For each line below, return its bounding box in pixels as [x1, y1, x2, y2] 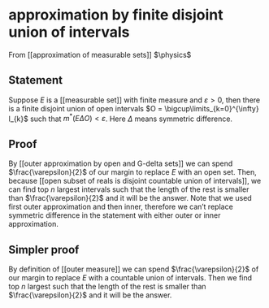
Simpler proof [8, 242, 80, 257]
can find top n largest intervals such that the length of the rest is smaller [8, 184, 249, 194]
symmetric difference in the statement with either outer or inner [8, 210, 221, 220]
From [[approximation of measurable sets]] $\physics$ [8, 50, 192, 59]
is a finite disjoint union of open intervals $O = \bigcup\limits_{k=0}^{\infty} [8, 103, 259, 113]
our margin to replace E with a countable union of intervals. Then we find [8, 273, 253, 283]
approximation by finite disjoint [8, 6, 223, 24]
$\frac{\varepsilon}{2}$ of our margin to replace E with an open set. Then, [8, 167, 258, 177]
